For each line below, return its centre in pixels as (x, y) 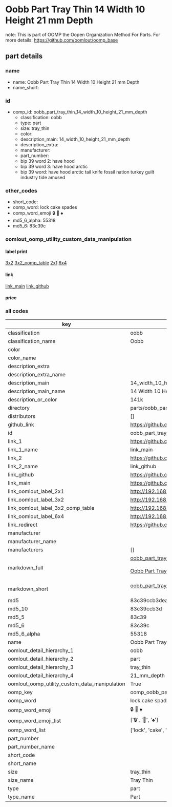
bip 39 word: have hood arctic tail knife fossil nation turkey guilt (87, 172)
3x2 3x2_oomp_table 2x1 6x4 (36, 263)
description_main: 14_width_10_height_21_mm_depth (75, 139)
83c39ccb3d (146, 609)
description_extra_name (37, 375)
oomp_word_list (27, 730)
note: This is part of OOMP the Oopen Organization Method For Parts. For (83, 34)
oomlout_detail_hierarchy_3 (41, 667)
